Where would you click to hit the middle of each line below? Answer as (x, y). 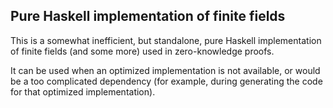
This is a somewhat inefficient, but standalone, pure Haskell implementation (166, 40)
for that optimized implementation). (83, 91)
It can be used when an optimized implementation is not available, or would (165, 70)
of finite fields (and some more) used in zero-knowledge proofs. (142, 51)
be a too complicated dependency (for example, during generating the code (166, 81)
